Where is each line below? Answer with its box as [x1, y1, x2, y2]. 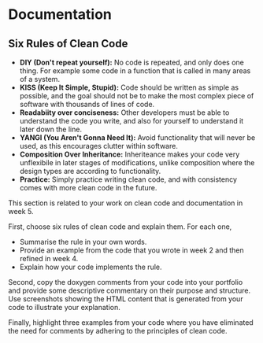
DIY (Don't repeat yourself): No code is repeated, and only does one [19, 57, 244, 67]
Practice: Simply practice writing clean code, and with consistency [19, 175, 238, 184]
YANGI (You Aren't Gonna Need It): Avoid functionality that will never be [19, 133, 256, 142]
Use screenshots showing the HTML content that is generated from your [8, 294, 243, 304]
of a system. [19, 75, 61, 83]
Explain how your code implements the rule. [19, 262, 162, 271]
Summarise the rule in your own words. [19, 238, 147, 246]
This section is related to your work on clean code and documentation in [8, 198, 243, 208]
